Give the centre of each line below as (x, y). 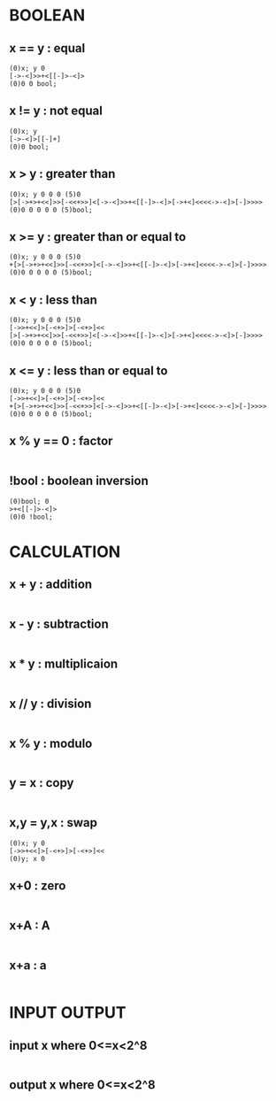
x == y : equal (47, 48)
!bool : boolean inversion (79, 481)
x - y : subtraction (59, 624)
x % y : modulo (51, 743)
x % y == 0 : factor (61, 441)
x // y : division (50, 703)
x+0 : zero (38, 885)
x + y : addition (51, 585)
